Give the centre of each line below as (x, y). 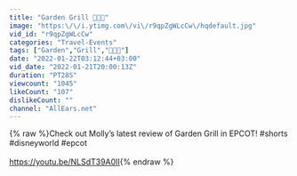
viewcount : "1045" (43, 84)
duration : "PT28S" (43, 76)
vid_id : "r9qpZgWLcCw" (51, 34)
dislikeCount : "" (41, 100)
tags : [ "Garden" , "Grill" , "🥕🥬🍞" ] (69, 51)
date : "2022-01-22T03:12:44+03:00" (75, 59)
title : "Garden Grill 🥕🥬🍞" (59, 17)
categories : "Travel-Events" (63, 42)
